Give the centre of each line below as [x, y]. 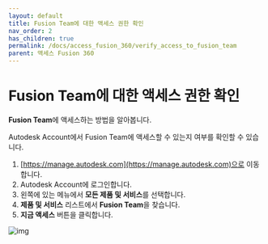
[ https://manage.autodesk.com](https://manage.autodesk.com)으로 [132, 164]
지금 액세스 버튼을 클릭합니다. [66, 214]
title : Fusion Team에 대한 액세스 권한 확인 [76, 23]
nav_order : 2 [30, 31]
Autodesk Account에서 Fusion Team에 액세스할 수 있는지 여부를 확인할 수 [126, 137]
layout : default [36, 16]
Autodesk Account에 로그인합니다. [76, 184]
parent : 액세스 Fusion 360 [51, 53]
